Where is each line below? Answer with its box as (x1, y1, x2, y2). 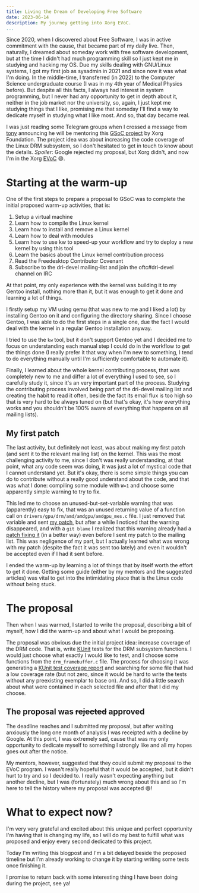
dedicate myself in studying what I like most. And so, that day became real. (6, 112, 190, 119)
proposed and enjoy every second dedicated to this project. (6, 838, 153, 845)
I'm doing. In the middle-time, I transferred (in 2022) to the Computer (6, 74, 175, 81)
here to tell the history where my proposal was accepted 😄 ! (6, 784, 153, 791)
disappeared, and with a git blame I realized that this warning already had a (6, 525, 192, 532)
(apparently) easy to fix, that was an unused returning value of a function (6, 506, 185, 513)
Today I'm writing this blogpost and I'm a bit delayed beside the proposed (6, 849, 187, 856)
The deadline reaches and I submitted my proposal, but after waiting (6, 722, 173, 730)
